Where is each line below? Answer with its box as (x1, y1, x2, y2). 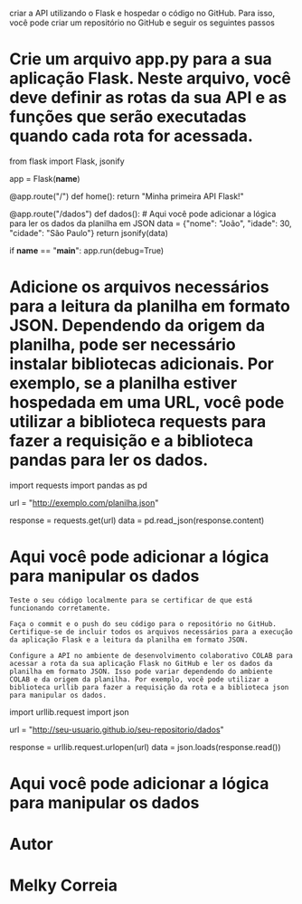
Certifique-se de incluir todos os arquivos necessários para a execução (9, 627, 294, 636)
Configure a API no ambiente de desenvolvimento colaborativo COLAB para (9, 651, 294, 660)
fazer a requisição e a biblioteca (9, 431, 254, 452)
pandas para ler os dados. (9, 450, 209, 471)
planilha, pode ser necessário (9, 335, 237, 356)
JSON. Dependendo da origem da (9, 316, 265, 336)
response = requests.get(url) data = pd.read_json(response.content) (9, 515, 265, 526)
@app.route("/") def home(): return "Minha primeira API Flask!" (9, 190, 244, 202)
